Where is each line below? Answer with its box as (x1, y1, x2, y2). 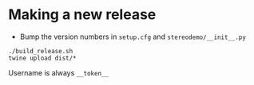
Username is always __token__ (8, 68, 109, 77)
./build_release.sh (8, 47, 73, 55)
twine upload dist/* (8, 54, 77, 62)
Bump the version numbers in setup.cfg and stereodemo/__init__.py (19, 32, 246, 41)
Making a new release (8, 6, 157, 24)
